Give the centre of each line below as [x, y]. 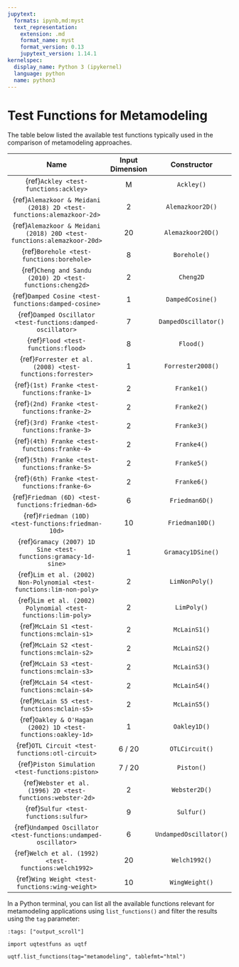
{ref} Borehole [44, 251]
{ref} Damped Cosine [44, 296]
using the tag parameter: [44, 919]
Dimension [129, 169]
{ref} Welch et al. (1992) [57, 853]
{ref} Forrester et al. [57, 359]
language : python [39, 73]
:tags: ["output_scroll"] [46, 932]
